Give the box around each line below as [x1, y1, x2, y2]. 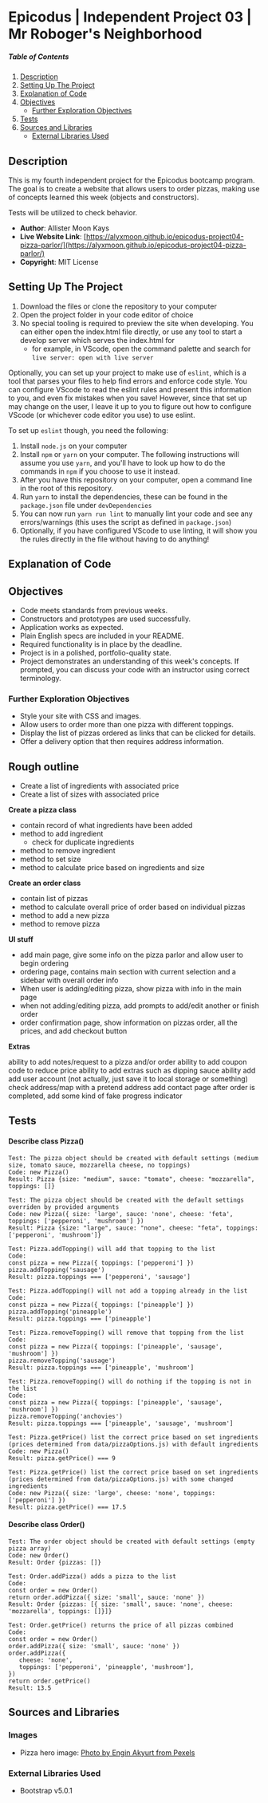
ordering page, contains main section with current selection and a [19, 967, 237, 977]
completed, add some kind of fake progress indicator [8, 1091, 183, 1100]
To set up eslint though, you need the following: [8, 425, 169, 435]
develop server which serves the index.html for [19, 335, 175, 344]
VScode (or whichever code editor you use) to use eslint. [8, 410, 195, 419]
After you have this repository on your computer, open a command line [19, 474, 253, 484]
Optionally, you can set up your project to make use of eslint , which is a [8, 368, 247, 377]
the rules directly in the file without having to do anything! [19, 534, 210, 544]
